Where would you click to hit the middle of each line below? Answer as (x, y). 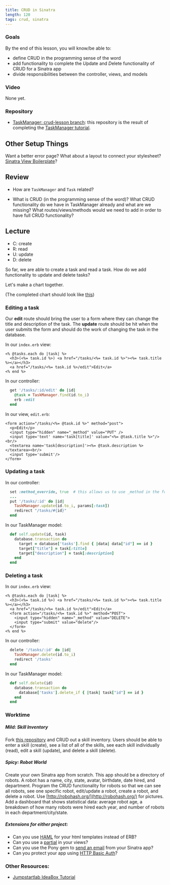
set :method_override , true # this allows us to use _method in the (84, 492)
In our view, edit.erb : (28, 414)
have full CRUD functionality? (43, 215)
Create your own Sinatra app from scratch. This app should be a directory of (85, 775)
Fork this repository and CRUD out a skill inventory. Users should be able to (84, 740)
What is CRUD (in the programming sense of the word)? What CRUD (84, 199)
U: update (23, 254)
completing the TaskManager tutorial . (52, 128)
